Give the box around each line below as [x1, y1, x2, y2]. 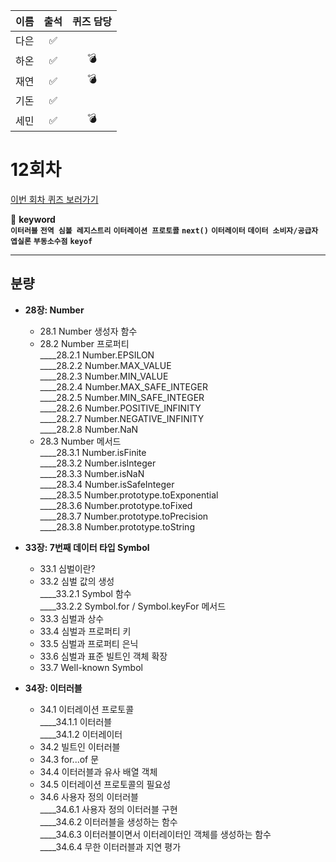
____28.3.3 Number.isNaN [39, 467, 145, 479]
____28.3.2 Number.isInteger [39, 457, 157, 469]
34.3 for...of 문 [39, 753, 100, 765]
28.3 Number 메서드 [39, 435, 122, 447]
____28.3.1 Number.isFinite [39, 446, 147, 458]
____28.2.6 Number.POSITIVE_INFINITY [39, 402, 202, 414]
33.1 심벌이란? [39, 562, 96, 574]
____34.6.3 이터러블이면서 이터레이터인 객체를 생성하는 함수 [39, 828, 272, 840]
